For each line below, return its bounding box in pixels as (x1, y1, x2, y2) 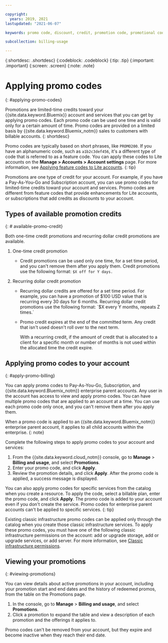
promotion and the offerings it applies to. (12, 617, 96, 623)
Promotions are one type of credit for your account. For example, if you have (5, 174, 163, 180)
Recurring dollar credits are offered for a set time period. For (19, 288, 144, 294)
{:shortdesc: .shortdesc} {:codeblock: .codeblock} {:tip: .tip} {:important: (5, 57, 154, 63)
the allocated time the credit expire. (19, 344, 93, 350)
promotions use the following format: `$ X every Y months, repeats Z (19, 304, 160, 310)
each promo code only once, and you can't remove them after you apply (5, 404, 154, 410)
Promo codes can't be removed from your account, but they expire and (5, 626, 151, 632)
